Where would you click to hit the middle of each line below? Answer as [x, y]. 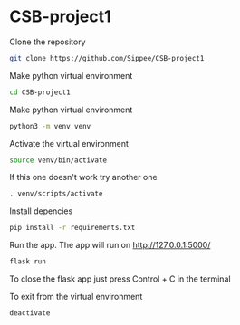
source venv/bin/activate [58, 160]
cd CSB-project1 [40, 92]
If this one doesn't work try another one [83, 177]
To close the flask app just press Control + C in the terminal [120, 279]
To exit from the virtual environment [76, 297]
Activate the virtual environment [69, 143]
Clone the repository [48, 42]
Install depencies [41, 211]
